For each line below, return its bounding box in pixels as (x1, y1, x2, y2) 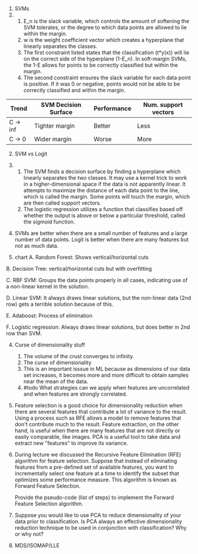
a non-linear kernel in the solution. (6, 283, 90, 290)
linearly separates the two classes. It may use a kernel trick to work (23, 174, 187, 181)
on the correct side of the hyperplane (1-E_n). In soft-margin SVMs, (23, 56, 187, 62)
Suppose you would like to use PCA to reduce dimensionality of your (14, 511, 181, 519)
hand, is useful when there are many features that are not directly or (14, 427, 180, 434)
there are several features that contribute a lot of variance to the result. (14, 408, 187, 415)
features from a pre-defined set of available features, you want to (14, 464, 174, 471)
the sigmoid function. (23, 218, 75, 225)
